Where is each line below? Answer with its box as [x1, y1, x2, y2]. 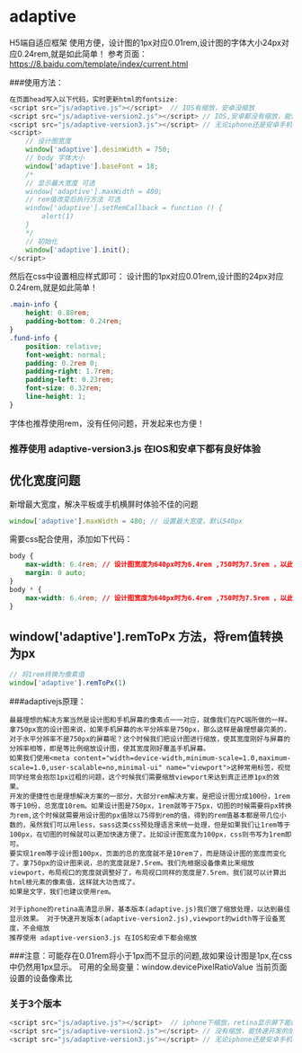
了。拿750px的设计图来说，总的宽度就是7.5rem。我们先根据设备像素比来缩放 [9, 859, 254, 868]
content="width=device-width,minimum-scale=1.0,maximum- [73, 754, 291, 763]
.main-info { [9, 300, 58, 309]
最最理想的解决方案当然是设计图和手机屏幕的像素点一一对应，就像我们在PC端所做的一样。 [9, 716, 292, 725]
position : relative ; [25, 341, 102, 351]
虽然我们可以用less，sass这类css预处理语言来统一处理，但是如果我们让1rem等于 [29, 820, 290, 830]
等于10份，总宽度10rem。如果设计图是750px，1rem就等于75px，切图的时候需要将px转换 [9, 801, 292, 810]
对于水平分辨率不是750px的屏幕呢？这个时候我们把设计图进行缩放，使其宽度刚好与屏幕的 [9, 735, 290, 744]
